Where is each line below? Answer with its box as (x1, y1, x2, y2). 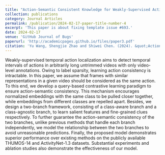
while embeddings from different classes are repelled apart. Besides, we (5, 98, 152, 104)
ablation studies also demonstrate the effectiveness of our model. (5, 145, 138, 151)
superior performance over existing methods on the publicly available (5, 135, 146, 141)
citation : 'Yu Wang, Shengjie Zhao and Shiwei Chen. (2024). (5, 44, 133, 48)
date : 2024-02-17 (5, 30, 41, 35)
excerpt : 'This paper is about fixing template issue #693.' (5, 25, 133, 30)
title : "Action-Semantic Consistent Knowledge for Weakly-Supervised (5, 7, 151, 12)
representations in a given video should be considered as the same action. (5, 78, 156, 84)
